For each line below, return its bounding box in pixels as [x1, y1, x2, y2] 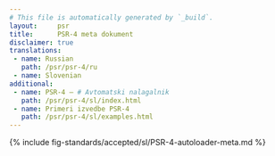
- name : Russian [12, 54, 74, 63]
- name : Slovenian [12, 71, 82, 80]
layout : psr [9, 21, 70, 30]
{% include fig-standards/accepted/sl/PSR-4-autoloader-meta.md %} [9, 137, 266, 148]
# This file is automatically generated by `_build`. [9, 12, 214, 22]
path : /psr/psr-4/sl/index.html [21, 95, 142, 105]
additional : [9, 79, 54, 88]
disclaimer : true [9, 37, 74, 47]
